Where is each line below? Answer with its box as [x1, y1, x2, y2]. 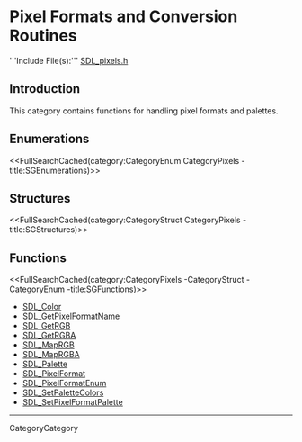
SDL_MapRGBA [22, 349, 81, 360]
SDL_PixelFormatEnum [22, 378, 107, 389]
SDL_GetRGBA [22, 330, 76, 341]
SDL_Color [22, 302, 62, 312]
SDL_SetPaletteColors [22, 387, 104, 398]
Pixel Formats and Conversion [9, 6, 238, 27]
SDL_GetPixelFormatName [22, 311, 120, 321]
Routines [9, 25, 78, 46]
